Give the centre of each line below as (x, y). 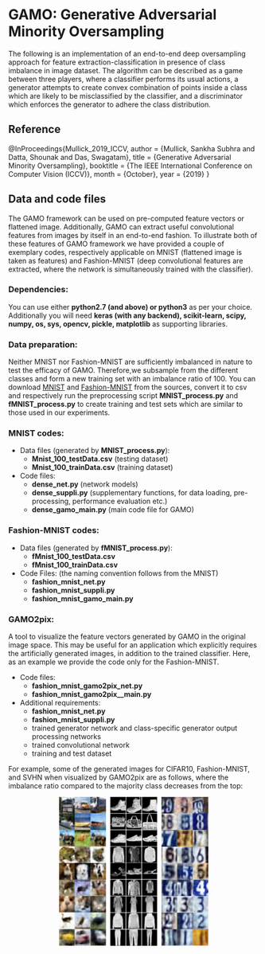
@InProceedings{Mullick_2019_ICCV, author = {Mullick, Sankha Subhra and (132, 148)
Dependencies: (39, 290)
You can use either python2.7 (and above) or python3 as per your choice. (131, 307)
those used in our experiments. (59, 412)
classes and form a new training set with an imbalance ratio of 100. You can (132, 379)
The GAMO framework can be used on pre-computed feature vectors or (127, 218)
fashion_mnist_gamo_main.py (82, 598)
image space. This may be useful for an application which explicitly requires (132, 645)
